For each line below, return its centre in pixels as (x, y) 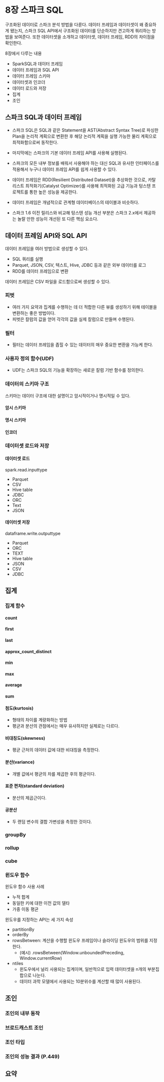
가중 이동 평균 (25, 909)
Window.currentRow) (41, 958)
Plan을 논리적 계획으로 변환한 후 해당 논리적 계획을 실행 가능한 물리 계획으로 (84, 136)
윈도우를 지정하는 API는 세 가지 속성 (39, 919)
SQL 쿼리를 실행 (27, 259)
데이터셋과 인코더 (29, 82)
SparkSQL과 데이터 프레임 (37, 64)
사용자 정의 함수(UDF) (29, 359)
